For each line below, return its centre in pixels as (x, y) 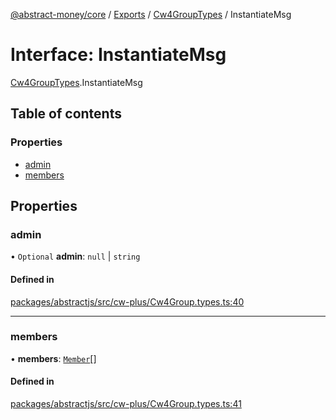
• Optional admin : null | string (75, 256)
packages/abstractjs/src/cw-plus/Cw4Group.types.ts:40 (127, 301)
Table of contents (66, 114)
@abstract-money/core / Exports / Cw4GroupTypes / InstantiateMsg (151, 14)
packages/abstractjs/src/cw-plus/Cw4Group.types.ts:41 (126, 404)
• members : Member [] (53, 358)
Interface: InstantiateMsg (118, 55)
